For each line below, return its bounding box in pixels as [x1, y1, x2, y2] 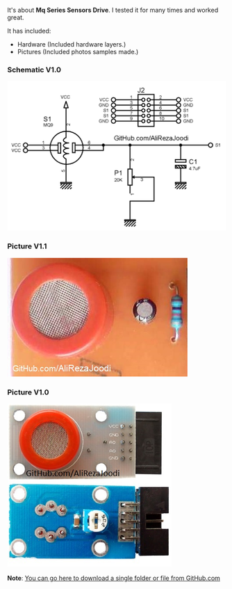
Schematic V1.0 [7, 65, 61, 74]
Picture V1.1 [7, 241, 47, 251]
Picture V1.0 [7, 387, 49, 397]
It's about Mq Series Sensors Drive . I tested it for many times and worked [7, 6, 219, 14]
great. [7, 13, 24, 22]
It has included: [7, 27, 51, 35]
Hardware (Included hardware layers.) [17, 40, 126, 48]
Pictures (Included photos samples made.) [17, 48, 139, 56]
